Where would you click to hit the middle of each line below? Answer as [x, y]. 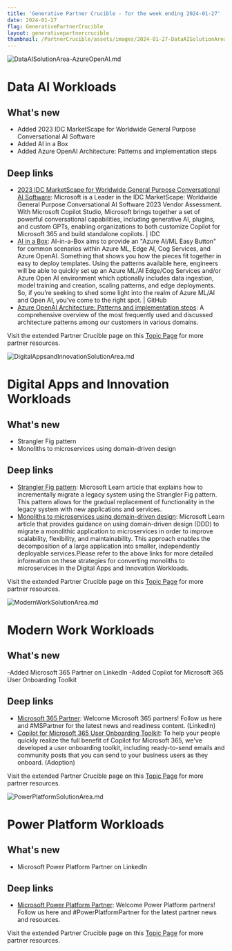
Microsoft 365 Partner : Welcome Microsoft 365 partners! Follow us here [119, 718]
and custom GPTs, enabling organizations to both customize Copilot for [119, 226]
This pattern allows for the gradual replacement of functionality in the [116, 501]
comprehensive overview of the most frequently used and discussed [115, 314]
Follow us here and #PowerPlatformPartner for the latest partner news [117, 912]
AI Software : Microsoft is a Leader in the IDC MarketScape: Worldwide [117, 197]
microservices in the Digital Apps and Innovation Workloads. [103, 568]
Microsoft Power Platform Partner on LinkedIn [82, 866]
